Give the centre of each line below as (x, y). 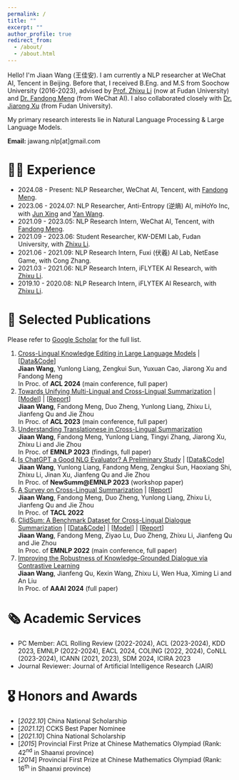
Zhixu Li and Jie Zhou (50, 444)
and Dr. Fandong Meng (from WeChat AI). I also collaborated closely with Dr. (119, 98)
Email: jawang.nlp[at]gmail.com (54, 141)
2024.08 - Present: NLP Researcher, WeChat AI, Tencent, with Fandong (123, 189)
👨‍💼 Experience (52, 170)
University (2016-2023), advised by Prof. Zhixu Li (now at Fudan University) (118, 91)
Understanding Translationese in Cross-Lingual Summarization (110, 429)
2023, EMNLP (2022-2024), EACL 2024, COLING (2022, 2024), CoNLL (122, 651)
